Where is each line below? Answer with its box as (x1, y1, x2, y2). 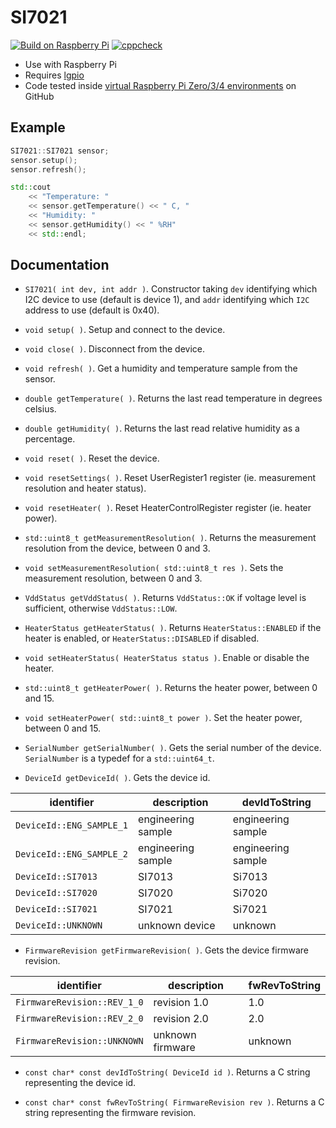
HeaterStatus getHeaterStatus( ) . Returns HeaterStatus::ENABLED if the (24, 622, 322, 634)
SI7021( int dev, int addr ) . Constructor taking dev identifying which (24, 283, 318, 295)
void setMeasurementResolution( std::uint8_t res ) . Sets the (24, 562, 284, 574)
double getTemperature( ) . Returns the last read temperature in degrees (24, 392, 323, 405)
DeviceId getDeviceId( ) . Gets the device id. (24, 772, 211, 784)
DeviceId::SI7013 (15, 871, 98, 883)
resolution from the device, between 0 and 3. (24, 542, 211, 555)
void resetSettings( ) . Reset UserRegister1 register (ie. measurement (24, 472, 317, 484)
